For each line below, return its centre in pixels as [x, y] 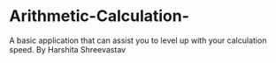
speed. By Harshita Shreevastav [68, 49]
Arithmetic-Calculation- [100, 16]
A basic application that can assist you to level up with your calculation [138, 40]
